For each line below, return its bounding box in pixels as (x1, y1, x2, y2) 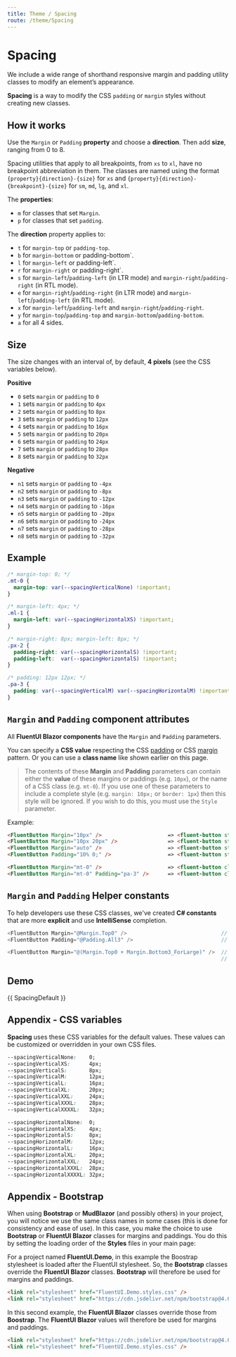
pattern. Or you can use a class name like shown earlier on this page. (7, 753, 209, 762)
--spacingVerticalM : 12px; (7, 1073, 105, 1080)
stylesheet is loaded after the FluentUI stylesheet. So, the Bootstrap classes (7, 1261, 228, 1269)
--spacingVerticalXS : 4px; (7, 1060, 102, 1067)
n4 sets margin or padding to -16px (17, 502, 115, 510)
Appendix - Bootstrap (7, 1190, 104, 1202)
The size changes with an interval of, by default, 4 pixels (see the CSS (7, 358, 211, 366)
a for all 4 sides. (17, 318, 64, 327)
